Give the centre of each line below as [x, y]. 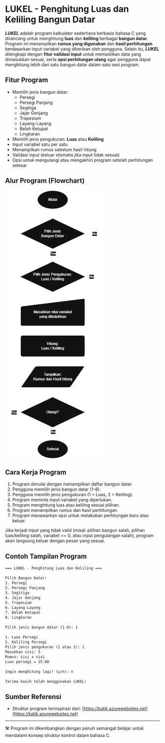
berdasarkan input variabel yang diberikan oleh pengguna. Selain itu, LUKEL [82, 49]
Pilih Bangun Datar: [26, 578]
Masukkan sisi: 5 [23, 652]
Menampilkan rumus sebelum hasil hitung [54, 149]
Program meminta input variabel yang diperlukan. [62, 500]
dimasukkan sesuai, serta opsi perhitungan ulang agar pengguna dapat [78, 59]
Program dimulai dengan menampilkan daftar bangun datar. [72, 484]
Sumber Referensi [33, 696]
